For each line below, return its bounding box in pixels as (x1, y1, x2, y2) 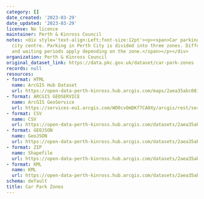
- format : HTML (6, 76, 45, 83)
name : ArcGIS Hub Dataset (12, 83, 78, 89)
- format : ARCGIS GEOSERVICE (6, 93, 80, 99)
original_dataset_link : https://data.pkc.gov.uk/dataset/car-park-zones (6, 59, 194, 66)
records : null (6, 65, 42, 72)
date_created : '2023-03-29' (6, 15, 78, 21)
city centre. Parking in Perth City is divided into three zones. (12, 43, 183, 49)
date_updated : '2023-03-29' (6, 20, 78, 26)
